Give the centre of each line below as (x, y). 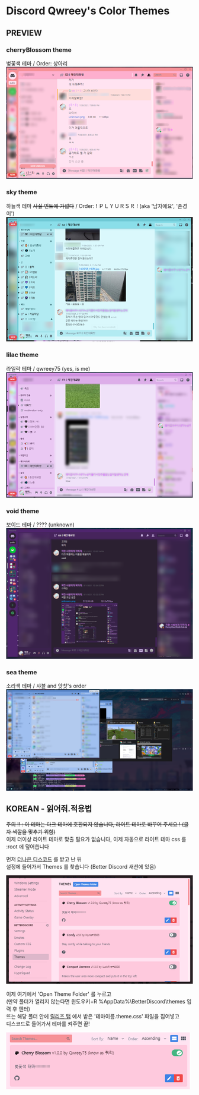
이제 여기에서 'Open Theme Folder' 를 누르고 (59, 994)
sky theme (22, 193)
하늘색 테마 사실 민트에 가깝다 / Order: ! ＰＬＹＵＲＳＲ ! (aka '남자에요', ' (92, 206)
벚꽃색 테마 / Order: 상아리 (37, 63)
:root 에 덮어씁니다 (28, 846)
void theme (23, 511)
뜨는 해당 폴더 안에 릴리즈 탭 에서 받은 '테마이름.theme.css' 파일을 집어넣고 (93, 1016)
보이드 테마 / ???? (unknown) (41, 525)
